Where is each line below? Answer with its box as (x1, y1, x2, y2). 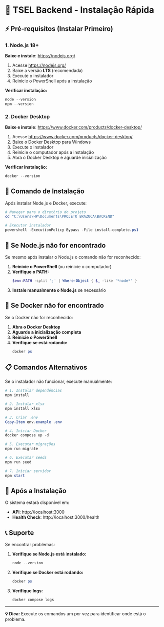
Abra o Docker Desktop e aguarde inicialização (12, 154, 107, 160)
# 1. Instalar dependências (5, 388, 62, 393)
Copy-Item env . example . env (5, 419, 62, 425)
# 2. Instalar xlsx (5, 401, 45, 406)
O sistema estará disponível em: (5, 500, 70, 505)
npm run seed (5, 459, 32, 465)
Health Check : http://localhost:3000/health (12, 514, 100, 520)
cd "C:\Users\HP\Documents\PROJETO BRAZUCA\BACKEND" (5, 214, 115, 219)
